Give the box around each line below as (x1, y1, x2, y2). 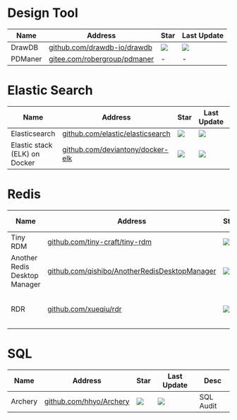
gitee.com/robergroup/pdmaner (49, 54, 154, 64)
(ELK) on (11, 148, 40, 158)
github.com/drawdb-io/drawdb (49, 42, 153, 52)
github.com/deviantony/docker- (62, 144, 169, 154)
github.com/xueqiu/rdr (47, 304, 122, 314)
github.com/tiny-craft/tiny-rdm (47, 237, 152, 247)
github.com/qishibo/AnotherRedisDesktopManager (47, 266, 217, 276)
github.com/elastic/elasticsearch (62, 129, 171, 139)
